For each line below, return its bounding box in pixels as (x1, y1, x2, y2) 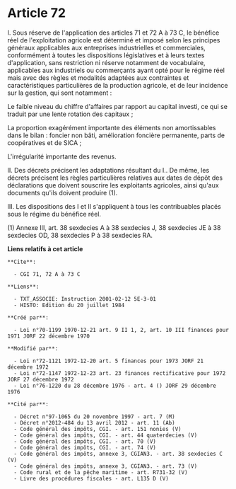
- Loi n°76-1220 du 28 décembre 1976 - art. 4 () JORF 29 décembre (13, 382, 217, 389)
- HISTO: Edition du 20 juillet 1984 (13, 301, 125, 309)
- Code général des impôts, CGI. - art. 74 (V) (13, 444, 157, 451)
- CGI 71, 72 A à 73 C (13, 270, 81, 277)
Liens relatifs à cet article (7, 244, 83, 253)
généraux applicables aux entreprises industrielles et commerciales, (7, 43, 206, 52)
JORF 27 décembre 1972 (7, 376, 74, 383)
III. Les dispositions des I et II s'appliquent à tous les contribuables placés (7, 202, 221, 210)
